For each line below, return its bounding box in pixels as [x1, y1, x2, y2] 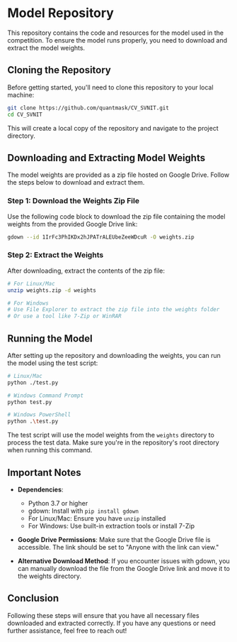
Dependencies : [17, 485, 64, 494]
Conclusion [7, 592, 59, 604]
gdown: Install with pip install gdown [28, 506, 139, 516]
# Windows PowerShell [7, 411, 71, 418]
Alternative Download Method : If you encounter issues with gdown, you [17, 557, 230, 565]
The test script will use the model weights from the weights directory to [7, 431, 214, 440]
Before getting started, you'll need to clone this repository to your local [7, 83, 214, 92]
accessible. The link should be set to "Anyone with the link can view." [17, 543, 219, 552]
